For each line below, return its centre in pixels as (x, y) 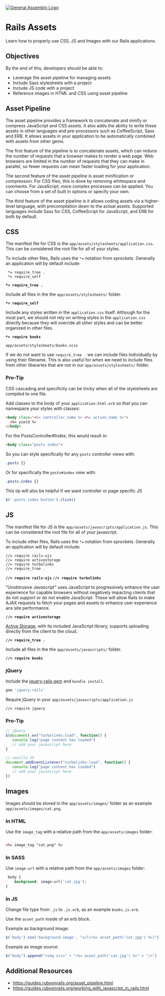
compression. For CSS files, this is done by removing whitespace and (76, 181)
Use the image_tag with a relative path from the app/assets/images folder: (79, 831)
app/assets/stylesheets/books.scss (42, 346)
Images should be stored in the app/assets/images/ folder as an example (79, 803)
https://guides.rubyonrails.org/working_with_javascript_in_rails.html (81, 988)
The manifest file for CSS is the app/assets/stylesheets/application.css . (80, 244)
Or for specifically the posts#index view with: (51, 473)
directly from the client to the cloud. (42, 631)
